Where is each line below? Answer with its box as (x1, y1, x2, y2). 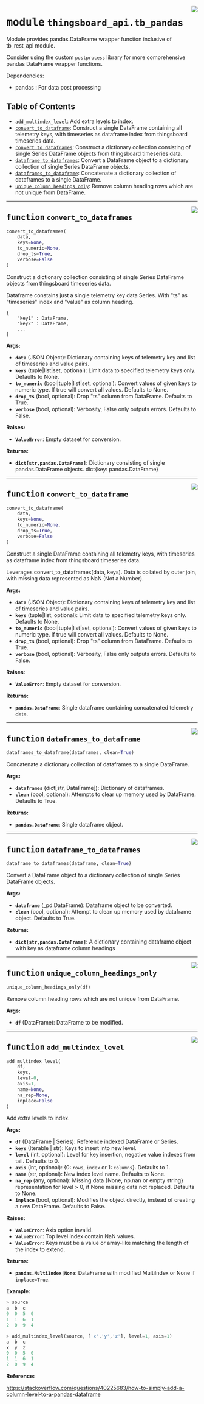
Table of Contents (6, 101, 76, 112)
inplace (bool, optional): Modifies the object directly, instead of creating (15, 1196, 195, 1204)
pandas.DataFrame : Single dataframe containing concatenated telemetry (15, 704, 194, 711)
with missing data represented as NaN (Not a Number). (6, 574, 144, 582)
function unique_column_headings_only (6, 968, 157, 978)
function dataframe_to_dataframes (6, 844, 141, 855)
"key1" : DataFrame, (17, 315, 69, 321)
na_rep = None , (17, 1092, 50, 1098)
